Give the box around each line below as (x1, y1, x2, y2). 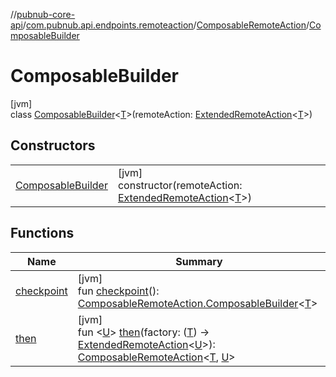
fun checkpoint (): (77, 284, 160, 298)
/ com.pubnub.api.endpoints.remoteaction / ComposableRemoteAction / (22, 19, 310, 31)
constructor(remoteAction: (117, 178, 243, 192)
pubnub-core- (16, 9, 76, 20)
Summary (175, 254, 223, 268)
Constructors (10, 137, 96, 154)
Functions (10, 225, 75, 242)
